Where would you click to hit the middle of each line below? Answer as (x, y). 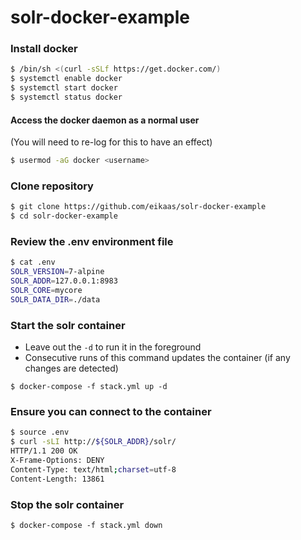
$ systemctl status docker (66, 97)
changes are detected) (71, 368)
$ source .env (40, 432)
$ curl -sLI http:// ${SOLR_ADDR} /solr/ (93, 442)
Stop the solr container (67, 504)
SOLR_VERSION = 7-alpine (57, 272)
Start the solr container (68, 325)
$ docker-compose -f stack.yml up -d (89, 387)
